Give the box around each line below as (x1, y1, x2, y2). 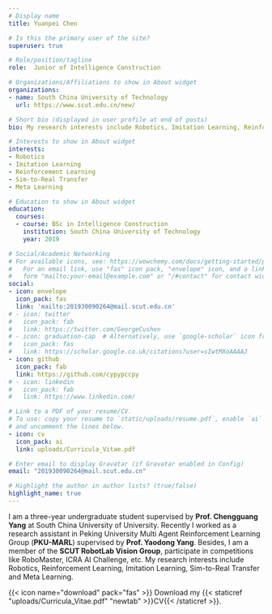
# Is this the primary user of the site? (8, 34, 151, 42)
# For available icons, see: (8, 257, 107, 266)
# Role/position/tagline (8, 56, 92, 65)
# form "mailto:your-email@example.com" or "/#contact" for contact (8, 272, 252, 280)
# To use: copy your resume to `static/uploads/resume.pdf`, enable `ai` (8, 415, 263, 424)
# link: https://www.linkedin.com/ (8, 393, 136, 401)
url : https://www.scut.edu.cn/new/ (15, 100, 136, 109)
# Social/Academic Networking (8, 249, 111, 258)
